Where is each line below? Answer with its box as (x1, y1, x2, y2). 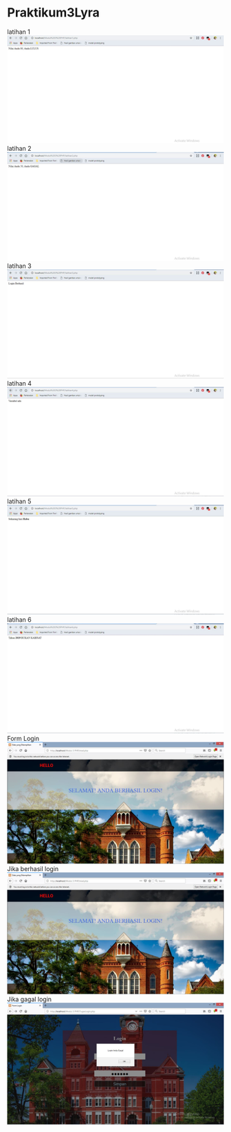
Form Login (7, 734, 40, 742)
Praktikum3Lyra (7, 5, 100, 21)
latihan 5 (7, 497, 32, 505)
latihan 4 (7, 379, 32, 387)
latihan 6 (7, 615, 32, 624)
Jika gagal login (7, 995, 52, 1003)
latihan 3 (7, 262, 32, 270)
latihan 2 (7, 144, 32, 152)
